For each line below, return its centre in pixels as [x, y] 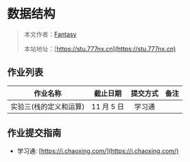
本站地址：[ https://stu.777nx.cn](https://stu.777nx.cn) [100, 49]
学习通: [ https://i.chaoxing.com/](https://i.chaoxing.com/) [98, 150]
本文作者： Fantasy [50, 34]
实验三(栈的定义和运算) [48, 107]
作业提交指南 [34, 133]
